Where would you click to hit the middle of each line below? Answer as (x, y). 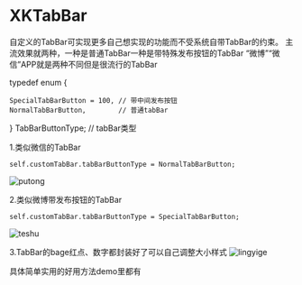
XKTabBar (48, 16)
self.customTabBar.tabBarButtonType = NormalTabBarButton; (123, 164)
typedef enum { (38, 82)
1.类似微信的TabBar (45, 147)
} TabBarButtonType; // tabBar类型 (73, 128)
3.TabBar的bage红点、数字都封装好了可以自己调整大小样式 (118, 252)
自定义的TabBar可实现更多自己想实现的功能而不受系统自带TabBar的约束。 (146, 41)
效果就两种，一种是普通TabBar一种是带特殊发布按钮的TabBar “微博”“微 (148, 53)
